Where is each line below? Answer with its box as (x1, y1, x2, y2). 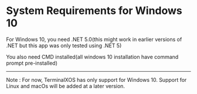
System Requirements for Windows (6, 4, 183, 18)
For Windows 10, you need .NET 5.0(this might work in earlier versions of (6, 36, 182, 43)
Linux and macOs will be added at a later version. (6, 82, 125, 89)
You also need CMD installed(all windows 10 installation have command (6, 53, 179, 60)
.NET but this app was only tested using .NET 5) (6, 42, 122, 49)
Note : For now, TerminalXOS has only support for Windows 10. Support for (6, 76, 187, 83)
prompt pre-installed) (6, 60, 57, 67)
